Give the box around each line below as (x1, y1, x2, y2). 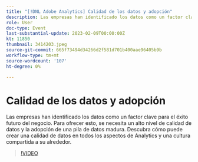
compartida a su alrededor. (6, 138, 72, 146)
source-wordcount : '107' (6, 58, 67, 64)
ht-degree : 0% (6, 63, 41, 70)
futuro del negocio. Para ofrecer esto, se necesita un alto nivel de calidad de (6, 120, 192, 127)
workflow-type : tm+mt (6, 52, 60, 58)
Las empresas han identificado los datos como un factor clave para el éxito (6, 113, 189, 121)
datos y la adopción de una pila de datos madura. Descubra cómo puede (6, 126, 183, 133)
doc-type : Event (6, 25, 46, 31)
